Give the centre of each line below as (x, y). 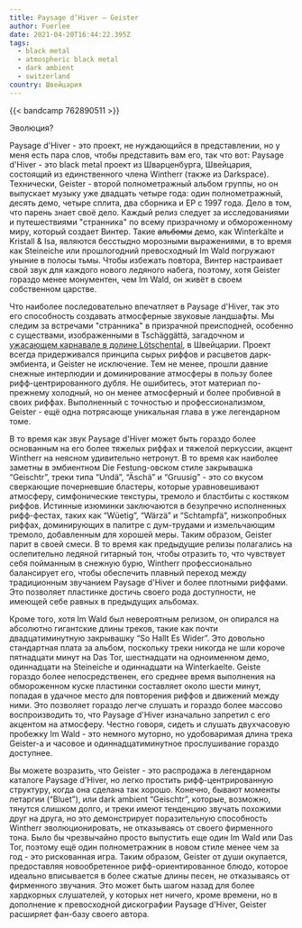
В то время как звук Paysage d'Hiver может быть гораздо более (133, 439)
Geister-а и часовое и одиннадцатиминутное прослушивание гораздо (144, 743)
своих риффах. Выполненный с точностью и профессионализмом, (137, 402)
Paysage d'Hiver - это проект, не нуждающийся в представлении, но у (145, 145)
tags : (19, 43)
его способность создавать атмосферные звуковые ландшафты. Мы (142, 315)
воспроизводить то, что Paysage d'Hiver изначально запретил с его (140, 714)
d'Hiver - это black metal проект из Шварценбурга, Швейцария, (131, 164)
